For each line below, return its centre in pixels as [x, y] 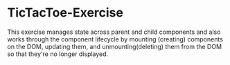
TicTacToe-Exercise [65, 13]
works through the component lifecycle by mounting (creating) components [115, 39]
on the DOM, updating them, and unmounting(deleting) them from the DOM [115, 46]
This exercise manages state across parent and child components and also [114, 32]
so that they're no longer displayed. [58, 54]
